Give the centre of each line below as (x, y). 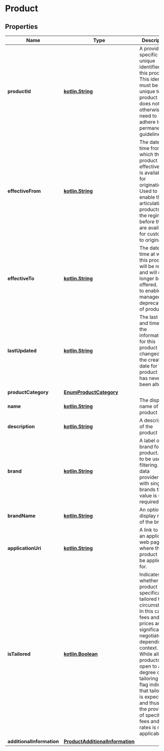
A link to (149, 530)
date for (148, 366)
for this (147, 341)
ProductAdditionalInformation (99, 741)
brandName (21, 516)
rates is (148, 727)
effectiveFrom (24, 191)
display (148, 516)
